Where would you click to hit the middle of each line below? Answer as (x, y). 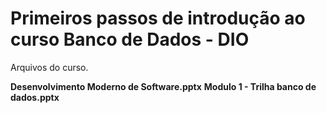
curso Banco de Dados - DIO (130, 39)
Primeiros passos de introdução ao (158, 18)
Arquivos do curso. (49, 67)
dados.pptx (35, 97)
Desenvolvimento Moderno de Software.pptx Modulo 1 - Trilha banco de (163, 86)
